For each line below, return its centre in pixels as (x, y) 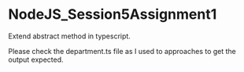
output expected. (36, 59)
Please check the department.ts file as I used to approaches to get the (122, 51)
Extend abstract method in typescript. (70, 36)
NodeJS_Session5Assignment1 (113, 14)
